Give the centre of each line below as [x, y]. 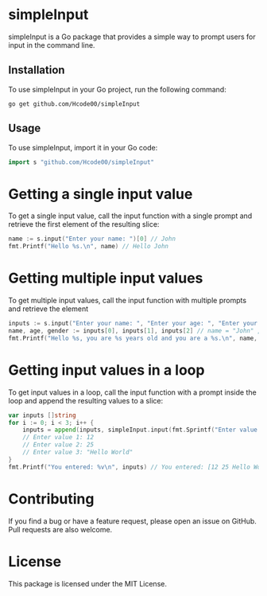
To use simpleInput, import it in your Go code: [83, 147]
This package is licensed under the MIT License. [87, 583]
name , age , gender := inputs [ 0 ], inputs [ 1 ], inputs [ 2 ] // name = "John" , [135, 331]
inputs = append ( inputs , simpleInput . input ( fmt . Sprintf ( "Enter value [140, 430]
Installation [37, 70]
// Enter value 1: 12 [58, 438]
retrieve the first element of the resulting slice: [84, 224]
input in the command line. [52, 45]
